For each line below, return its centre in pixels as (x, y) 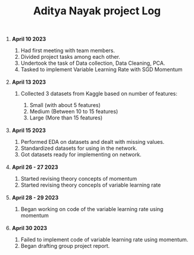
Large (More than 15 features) (66, 118)
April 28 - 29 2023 (35, 197)
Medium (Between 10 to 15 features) (74, 111)
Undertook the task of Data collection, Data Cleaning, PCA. (93, 63)
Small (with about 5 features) (65, 105)
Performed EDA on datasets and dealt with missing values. (93, 141)
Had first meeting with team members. (68, 50)
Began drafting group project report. (65, 245)
